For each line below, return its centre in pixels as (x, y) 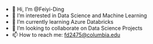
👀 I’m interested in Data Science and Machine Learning (79, 15)
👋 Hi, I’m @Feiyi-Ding (38, 9)
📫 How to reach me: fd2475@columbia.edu (66, 35)
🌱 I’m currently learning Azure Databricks (62, 22)
